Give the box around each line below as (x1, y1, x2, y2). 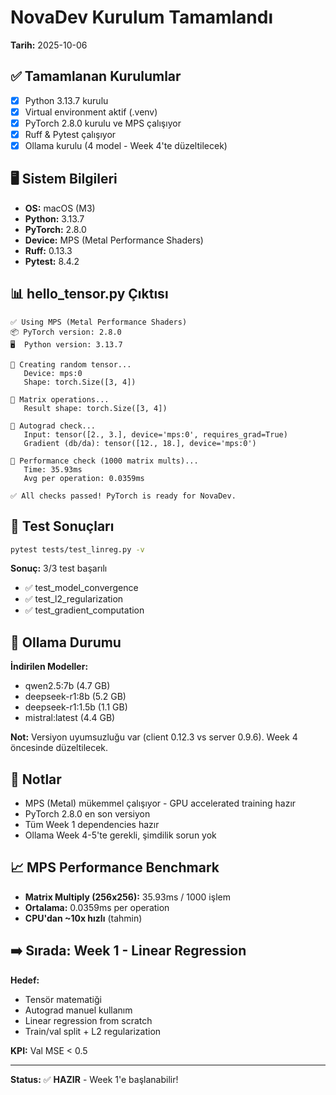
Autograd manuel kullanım (24, 1004, 133, 1016)
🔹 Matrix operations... (10, 394, 110, 405)
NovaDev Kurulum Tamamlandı (10, 6, 274, 29)
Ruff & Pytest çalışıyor (24, 128, 117, 140)
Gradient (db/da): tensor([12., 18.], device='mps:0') (23, 438, 257, 448)
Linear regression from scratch (24, 1014, 153, 1026)
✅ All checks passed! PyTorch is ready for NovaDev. (10, 491, 237, 501)
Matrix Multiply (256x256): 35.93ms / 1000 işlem (24, 891, 231, 903)
